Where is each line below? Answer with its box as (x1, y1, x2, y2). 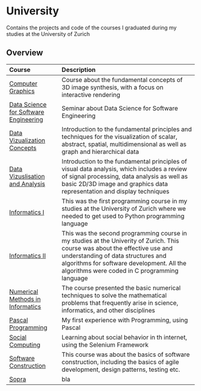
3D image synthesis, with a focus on (62, 83, 163, 91)
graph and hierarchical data (62, 147, 139, 156)
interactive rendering (62, 90, 121, 99)
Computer (9, 79, 38, 87)
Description (62, 65, 96, 74)
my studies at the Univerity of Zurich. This (62, 237, 179, 245)
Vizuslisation (9, 172, 45, 180)
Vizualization (9, 136, 45, 144)
